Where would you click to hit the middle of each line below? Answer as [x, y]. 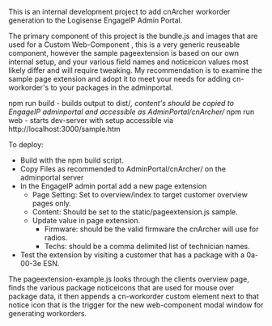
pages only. [51, 203]
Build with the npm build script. [72, 160]
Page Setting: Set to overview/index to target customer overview [140, 195]
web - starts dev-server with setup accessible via [91, 120]
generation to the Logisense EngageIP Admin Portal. [96, 20]
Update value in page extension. [86, 220]
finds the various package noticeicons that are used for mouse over [121, 288]
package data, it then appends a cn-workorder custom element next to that [134, 296]
